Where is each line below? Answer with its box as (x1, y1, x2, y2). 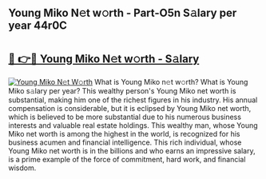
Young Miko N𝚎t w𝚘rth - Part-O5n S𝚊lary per (8, 6, 237, 20)
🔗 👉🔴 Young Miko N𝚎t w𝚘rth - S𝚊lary (8, 52, 200, 66)
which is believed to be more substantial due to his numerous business (8, 112, 242, 121)
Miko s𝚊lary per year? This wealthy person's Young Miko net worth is (8, 86, 236, 95)
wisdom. (8, 163, 37, 173)
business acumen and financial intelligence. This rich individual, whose (8, 137, 242, 147)
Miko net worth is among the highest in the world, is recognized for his (8, 129, 240, 138)
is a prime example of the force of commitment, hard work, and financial (8, 155, 246, 164)
